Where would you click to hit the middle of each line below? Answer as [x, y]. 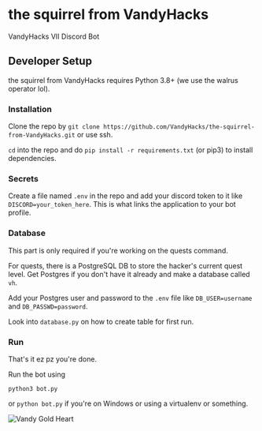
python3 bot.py [33, 388]
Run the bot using [37, 374]
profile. [20, 213]
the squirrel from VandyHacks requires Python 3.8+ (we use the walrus [123, 80]
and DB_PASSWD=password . [48, 306]
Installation [30, 109]
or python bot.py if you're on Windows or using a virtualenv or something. [128, 403]
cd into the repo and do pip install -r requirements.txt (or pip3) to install [131, 150]
